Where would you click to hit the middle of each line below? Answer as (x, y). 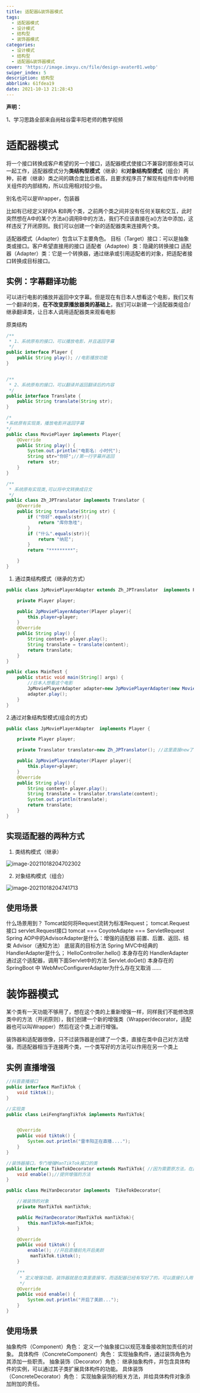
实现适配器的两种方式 (45, 836)
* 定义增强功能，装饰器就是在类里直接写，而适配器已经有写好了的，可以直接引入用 (106, 1278)
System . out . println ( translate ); (68, 799)
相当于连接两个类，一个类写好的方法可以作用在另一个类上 (108, 1047)
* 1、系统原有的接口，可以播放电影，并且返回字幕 (62, 341)
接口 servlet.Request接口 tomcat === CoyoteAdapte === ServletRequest (95, 931)
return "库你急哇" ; (60, 522)
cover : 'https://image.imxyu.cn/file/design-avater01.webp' (82, 67)
